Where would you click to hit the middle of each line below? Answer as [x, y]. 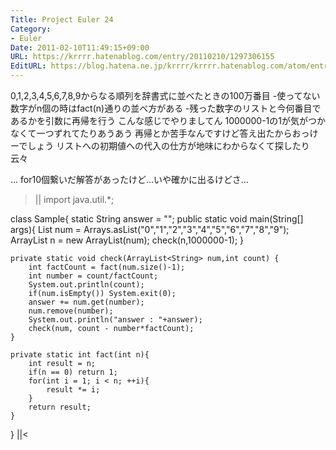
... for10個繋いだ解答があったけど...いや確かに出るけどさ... [129, 179]
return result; [60, 407]
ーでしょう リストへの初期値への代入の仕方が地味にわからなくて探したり [160, 145]
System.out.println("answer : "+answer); [115, 320]
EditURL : [28, 66]
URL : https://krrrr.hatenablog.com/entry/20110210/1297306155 [142, 57]
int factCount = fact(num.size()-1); [107, 267]
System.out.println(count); [86, 285]
